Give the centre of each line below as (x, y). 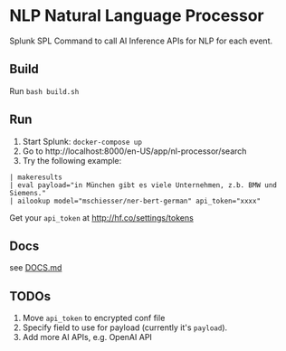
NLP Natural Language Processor (137, 16)
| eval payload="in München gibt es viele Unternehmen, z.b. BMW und (143, 185)
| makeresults (36, 177)
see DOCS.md (36, 268)
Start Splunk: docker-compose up (82, 141)
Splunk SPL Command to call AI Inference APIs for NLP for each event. (141, 41)
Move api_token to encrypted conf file (94, 318)
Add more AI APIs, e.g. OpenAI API (87, 337)
